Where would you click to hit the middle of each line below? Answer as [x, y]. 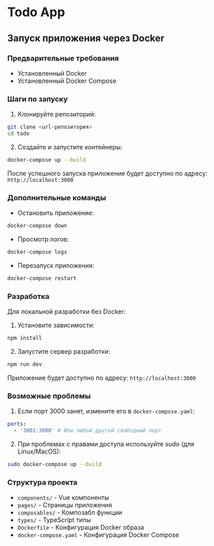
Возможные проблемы [49, 396]
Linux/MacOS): [39, 451]
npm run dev [25, 364]
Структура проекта [42, 482]
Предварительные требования [63, 58]
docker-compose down [38, 226]
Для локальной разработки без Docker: [67, 312]
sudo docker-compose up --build [54, 464]
